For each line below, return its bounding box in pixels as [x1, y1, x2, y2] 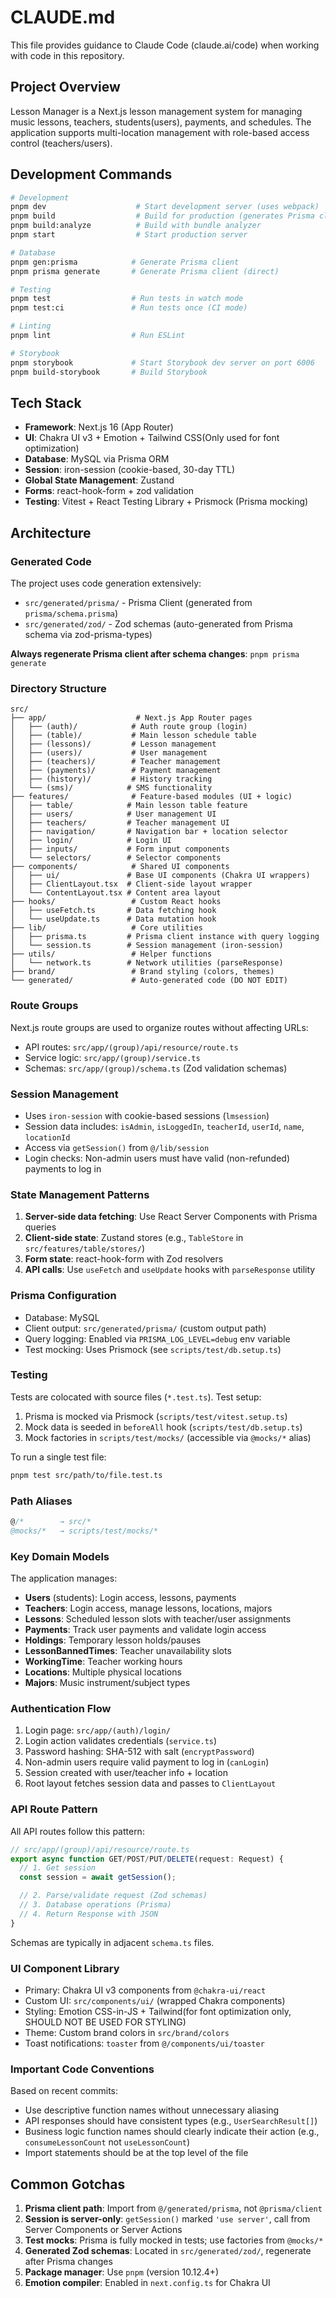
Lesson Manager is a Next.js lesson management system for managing [10, 105, 303, 117]
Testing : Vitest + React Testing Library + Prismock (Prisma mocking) [24, 496, 309, 508]
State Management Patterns [10, 1187, 150, 1201]
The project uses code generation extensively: [10, 577, 202, 590]
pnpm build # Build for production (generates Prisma [10, 211, 315, 221]
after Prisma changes [24, 2256, 113, 2268]
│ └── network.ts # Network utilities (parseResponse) [10, 958, 284, 968]
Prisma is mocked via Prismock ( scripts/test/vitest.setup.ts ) [24, 1410, 288, 1422]
